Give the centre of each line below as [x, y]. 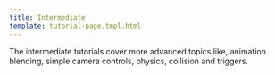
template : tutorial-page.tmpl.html [75, 26]
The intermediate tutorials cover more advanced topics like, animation [137, 51]
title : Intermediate [48, 17]
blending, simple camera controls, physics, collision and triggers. [129, 61]
